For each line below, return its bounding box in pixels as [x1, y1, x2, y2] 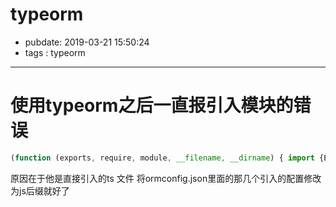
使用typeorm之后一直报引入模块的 [10, 94, 294, 117]
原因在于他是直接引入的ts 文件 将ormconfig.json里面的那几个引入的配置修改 [10, 172, 322, 184]
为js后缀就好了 [10, 184, 70, 197]
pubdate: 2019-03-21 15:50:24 [24, 36, 150, 48]
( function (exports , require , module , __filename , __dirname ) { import [10, 153, 315, 163]
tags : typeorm [24, 46, 86, 58]
